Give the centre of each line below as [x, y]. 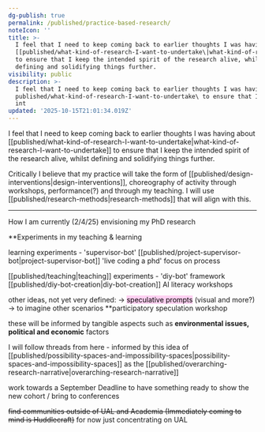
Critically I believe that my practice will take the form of [98, 174]
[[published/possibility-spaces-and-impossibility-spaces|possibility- [119, 355]
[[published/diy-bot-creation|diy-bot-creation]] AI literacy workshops [121, 284]
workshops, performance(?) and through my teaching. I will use [111, 191]
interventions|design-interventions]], [68, 182]
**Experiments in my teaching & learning [75, 237]
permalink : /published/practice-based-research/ [90, 23]
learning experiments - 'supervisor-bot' [72, 252]
